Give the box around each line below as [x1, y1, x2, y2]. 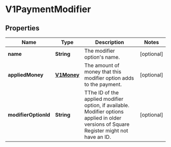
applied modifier [84, 95, 124, 102]
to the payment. [84, 81, 122, 88]
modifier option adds [84, 75, 134, 82]
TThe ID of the [84, 89, 119, 96]
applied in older [84, 115, 122, 121]
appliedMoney [8, 71, 44, 78]
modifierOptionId [8, 112, 50, 118]
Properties [5, 24, 40, 32]
